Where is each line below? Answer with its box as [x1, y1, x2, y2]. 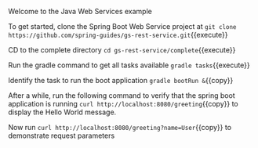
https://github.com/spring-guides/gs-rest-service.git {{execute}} [8, 31, 229, 39]
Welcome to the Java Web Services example [8, 7, 153, 16]
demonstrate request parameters [8, 131, 115, 140]
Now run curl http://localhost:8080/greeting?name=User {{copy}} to [8, 123, 232, 132]
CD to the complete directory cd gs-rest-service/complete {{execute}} [8, 45, 236, 54]
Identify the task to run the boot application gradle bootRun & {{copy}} [8, 76, 234, 85]
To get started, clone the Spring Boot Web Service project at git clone [8, 22, 237, 31]
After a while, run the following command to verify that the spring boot [8, 91, 235, 100]
